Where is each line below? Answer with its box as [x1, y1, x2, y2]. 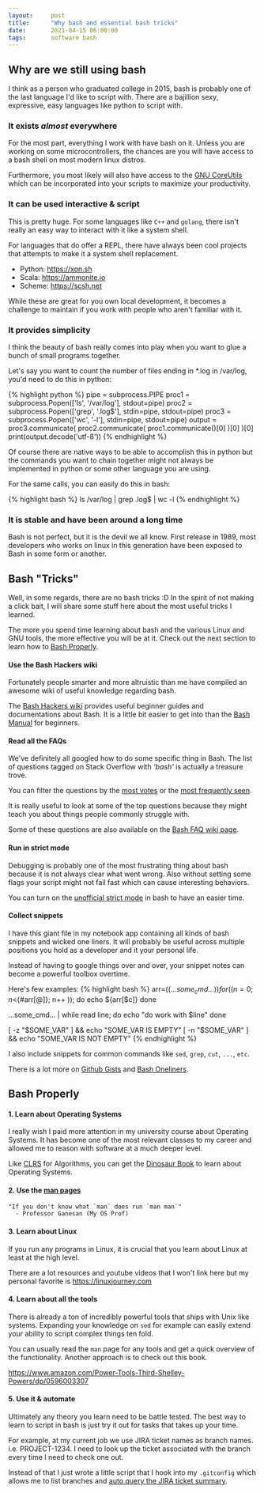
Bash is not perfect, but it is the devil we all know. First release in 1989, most [8, 532, 257, 542]
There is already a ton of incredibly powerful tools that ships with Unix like [8, 1312, 250, 1321]
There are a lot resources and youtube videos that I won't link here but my [8, 1268, 249, 1277]
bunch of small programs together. [8, 350, 121, 360]
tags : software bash [8, 33, 97, 42]
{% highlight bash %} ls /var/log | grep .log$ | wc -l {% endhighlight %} [8, 494, 240, 504]
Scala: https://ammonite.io [19, 272, 106, 282]
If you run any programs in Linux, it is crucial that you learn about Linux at [8, 1244, 247, 1253]
